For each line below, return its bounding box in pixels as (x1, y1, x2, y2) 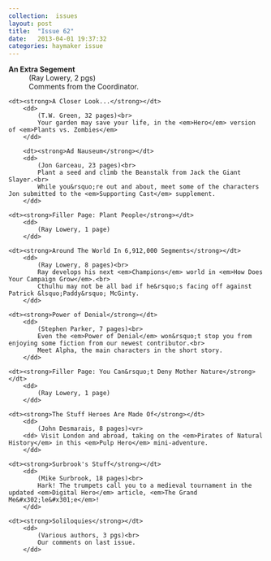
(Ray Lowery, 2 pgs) (28, 73, 96, 83)
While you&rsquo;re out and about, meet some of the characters (37, 183, 260, 191)
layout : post (8, 20, 53, 28)
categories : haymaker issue (8, 42, 104, 50)
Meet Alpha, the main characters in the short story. (37, 346, 223, 354)
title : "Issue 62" (8, 27, 75, 35)
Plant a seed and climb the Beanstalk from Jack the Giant (37, 168, 242, 177)
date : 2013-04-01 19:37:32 (8, 34, 107, 43)
